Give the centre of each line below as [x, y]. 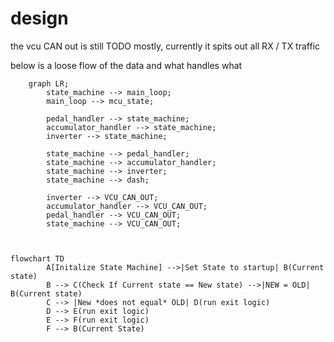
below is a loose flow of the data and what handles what [126, 65]
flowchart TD [37, 258]
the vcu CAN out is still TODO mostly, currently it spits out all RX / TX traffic [165, 46]
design [39, 18]
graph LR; [49, 83]
